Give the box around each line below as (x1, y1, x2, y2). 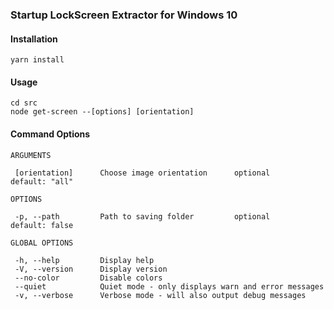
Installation (10, 33, 58, 45)
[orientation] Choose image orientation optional (14, 168, 271, 178)
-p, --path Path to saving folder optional (14, 211, 271, 222)
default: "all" (10, 176, 74, 187)
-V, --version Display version (14, 264, 168, 274)
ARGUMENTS (10, 150, 52, 160)
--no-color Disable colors (14, 273, 163, 283)
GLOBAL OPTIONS (10, 238, 74, 248)
